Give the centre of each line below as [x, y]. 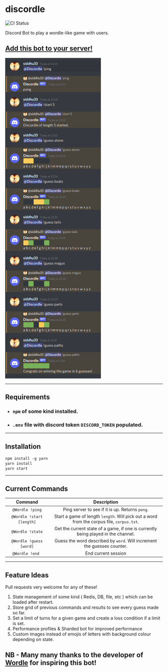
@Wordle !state [27, 532]
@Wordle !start [27, 517]
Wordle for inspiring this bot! [51, 663]
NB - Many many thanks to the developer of [74, 655]
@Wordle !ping [27, 510]
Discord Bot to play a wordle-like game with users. [57, 33]
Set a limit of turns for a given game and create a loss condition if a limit [86, 618]
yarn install [19, 464]
